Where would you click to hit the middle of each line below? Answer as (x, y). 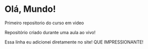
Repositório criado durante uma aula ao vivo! (50, 32)
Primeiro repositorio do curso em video (44, 23)
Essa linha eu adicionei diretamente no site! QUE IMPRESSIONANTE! (74, 42)
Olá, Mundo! (30, 9)
